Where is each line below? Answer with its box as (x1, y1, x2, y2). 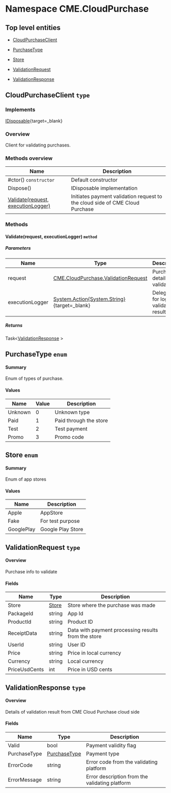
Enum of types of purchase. (5, 375, 64, 381)
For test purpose (40, 517, 80, 524)
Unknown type (54, 408, 90, 416)
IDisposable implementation (71, 185, 138, 192)
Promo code (54, 433, 84, 440)
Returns (5, 322, 23, 329)
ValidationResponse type (5, 683, 85, 692)
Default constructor (71, 177, 118, 184)
